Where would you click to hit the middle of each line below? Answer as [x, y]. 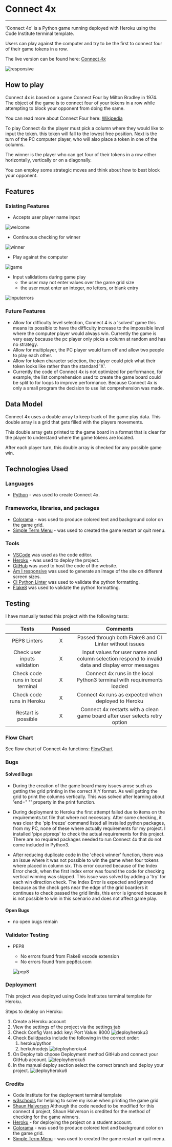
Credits [15, 1084]
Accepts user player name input [46, 217]
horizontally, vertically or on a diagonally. [49, 160]
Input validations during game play [49, 277]
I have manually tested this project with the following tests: [67, 616]
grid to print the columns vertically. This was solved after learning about [89, 797]
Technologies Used [37, 469]
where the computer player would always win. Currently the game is [84, 333]
